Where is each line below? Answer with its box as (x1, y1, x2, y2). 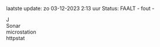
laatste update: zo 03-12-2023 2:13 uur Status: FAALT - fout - (6, 5, 155, 12)
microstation (6, 28, 36, 35)
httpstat (6, 35, 25, 41)
